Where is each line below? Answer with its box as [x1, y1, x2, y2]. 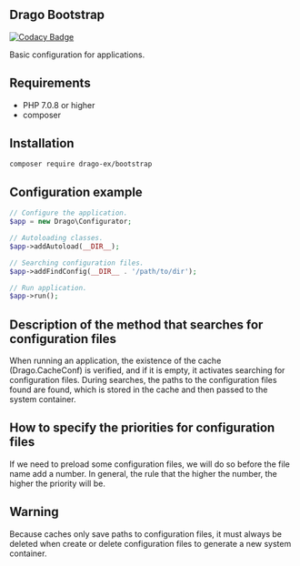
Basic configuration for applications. [9, 49, 145, 60]
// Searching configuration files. [9, 258, 145, 268]
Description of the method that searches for [9, 317, 264, 332]
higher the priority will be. [9, 478, 106, 489]
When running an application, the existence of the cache [9, 355, 222, 367]
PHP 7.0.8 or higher [22, 99, 95, 110]
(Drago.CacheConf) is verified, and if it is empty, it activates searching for [9, 365, 285, 376]
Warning [9, 504, 59, 520]
